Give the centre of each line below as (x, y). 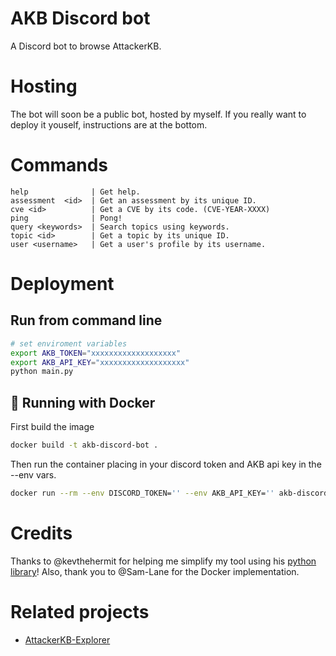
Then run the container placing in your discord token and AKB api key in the (166, 464)
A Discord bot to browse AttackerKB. (86, 46)
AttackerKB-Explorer (67, 639)
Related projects (80, 612)
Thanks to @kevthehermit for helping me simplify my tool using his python (163, 561)
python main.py (42, 372)
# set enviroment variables (69, 343)
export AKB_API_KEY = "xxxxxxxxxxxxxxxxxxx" (100, 362)
